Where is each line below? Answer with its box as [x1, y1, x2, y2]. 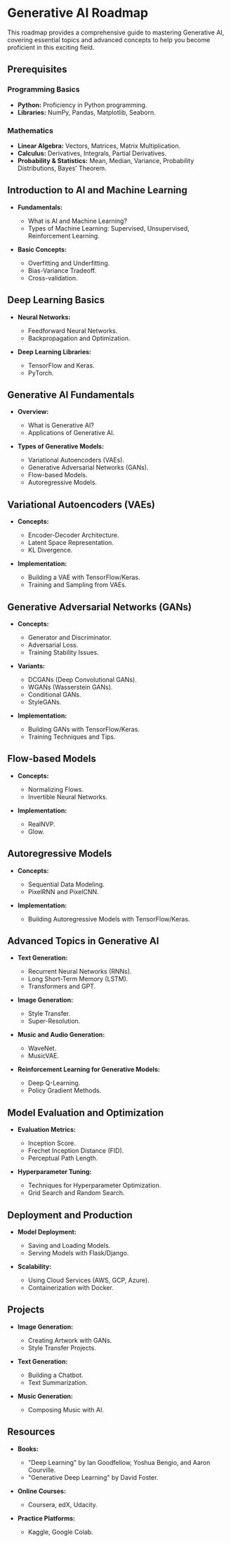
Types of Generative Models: [17, 442, 104, 451]
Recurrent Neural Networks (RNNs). [27, 967, 132, 976]
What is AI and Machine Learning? [27, 217, 128, 225]
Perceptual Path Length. [27, 1154, 98, 1163]
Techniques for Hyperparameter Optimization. [27, 1181, 161, 1189]
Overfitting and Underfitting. [27, 259, 110, 267]
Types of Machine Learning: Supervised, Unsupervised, [27, 224, 190, 233]
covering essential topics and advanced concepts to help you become [7, 35, 211, 44]
